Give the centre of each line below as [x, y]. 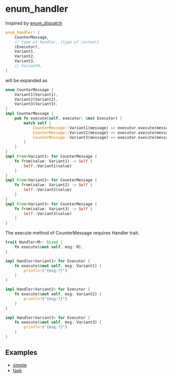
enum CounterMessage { [29, 90]
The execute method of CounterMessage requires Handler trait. [72, 233]
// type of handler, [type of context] [57, 42]
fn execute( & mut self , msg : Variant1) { [58, 266]
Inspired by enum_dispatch [34, 23]
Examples [21, 353]
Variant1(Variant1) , [36, 94]
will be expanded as [26, 80]
